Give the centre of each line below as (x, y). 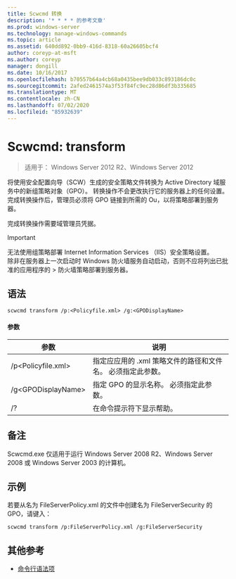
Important (21, 237)
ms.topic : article (34, 40)
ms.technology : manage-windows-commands (67, 33)
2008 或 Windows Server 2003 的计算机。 (68, 462)
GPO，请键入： (29, 514)
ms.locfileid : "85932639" (45, 112)
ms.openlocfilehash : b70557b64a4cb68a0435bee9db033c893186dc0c (102, 79)
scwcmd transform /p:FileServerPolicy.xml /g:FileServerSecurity (105, 527)
